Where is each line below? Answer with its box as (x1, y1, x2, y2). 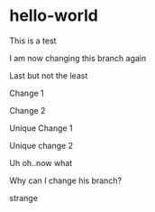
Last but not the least (9, 69, 88, 81)
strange (9, 192, 39, 203)
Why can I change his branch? (9, 175, 123, 186)
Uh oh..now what (9, 157, 73, 168)
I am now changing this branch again (9, 52, 147, 63)
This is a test (9, 35, 57, 46)
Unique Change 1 (9, 123, 74, 134)
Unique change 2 (9, 140, 74, 151)
